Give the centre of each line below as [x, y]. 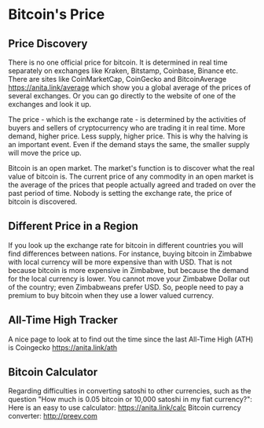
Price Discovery [48, 44]
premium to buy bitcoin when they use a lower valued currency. [111, 295]
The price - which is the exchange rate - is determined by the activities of [127, 119]
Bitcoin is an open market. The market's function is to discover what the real [132, 168]
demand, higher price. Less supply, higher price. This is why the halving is [128, 136]
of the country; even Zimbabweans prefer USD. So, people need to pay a [126, 287]
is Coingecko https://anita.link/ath [63, 347]
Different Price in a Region [73, 226]
